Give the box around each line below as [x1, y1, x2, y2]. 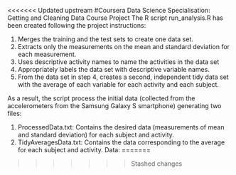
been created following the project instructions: [7, 21, 146, 29]
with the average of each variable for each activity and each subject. [17, 80, 219, 88]
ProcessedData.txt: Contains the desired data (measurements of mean [17, 123, 225, 131]
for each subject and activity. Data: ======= [17, 146, 151, 154]
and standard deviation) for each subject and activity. [17, 131, 174, 139]
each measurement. [17, 50, 77, 58]
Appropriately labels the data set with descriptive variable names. [17, 65, 210, 73]
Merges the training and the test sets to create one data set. [17, 35, 193, 43]
